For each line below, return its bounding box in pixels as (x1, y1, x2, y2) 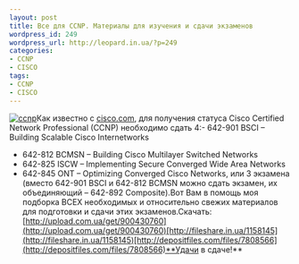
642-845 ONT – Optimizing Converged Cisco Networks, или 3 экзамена (21, 167, 290, 179)
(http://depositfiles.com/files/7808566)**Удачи (21, 243, 199, 255)
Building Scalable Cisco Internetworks (9, 132, 150, 142)
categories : (9, 47, 54, 55)
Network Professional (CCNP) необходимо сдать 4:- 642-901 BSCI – (9, 122, 265, 132)
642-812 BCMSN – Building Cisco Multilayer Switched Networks (21, 149, 259, 159)
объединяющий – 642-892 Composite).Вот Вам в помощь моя (21, 187, 259, 198)
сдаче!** (207, 243, 243, 255)
